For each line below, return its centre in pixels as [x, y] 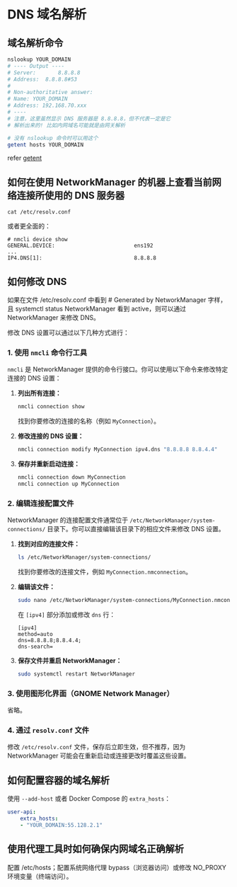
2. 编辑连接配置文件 [41, 503]
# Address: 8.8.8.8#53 [42, 79]
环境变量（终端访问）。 [40, 876]
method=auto [35, 634]
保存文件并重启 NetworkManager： [70, 660]
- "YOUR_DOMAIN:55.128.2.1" [61, 825]
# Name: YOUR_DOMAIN [38, 99]
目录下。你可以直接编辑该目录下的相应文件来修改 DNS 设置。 [136, 529]
